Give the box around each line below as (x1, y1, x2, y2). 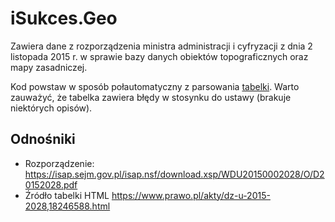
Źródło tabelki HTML (24, 189, 110, 201)
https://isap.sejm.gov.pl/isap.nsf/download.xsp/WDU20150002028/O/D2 (24, 168, 325, 180)
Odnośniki (10, 131, 76, 148)
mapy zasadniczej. (10, 61, 88, 73)
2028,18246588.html (24, 200, 111, 212)
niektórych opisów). (10, 102, 93, 114)
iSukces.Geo (10, 7, 118, 30)
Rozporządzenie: (24, 157, 95, 169)
